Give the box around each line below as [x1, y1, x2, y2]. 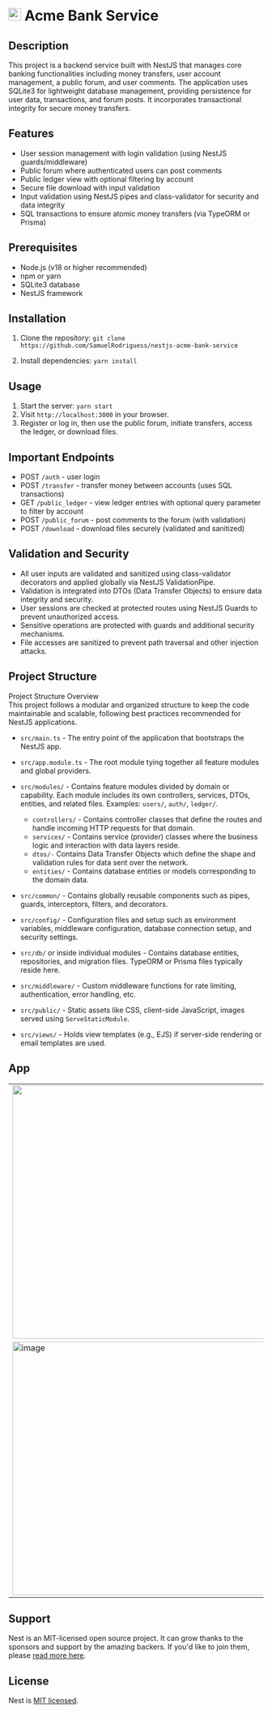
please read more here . [8, 1651, 87, 1660]
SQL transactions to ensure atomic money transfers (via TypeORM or [19, 208, 251, 218]
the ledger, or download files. [19, 427, 118, 436]
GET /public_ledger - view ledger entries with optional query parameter [19, 498, 261, 508]
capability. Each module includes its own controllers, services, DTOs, [19, 790, 251, 800]
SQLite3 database [19, 279, 81, 290]
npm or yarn [19, 271, 62, 281]
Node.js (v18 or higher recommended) [19, 262, 147, 272]
